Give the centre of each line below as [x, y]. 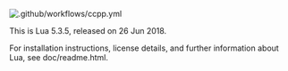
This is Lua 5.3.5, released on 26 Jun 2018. [88, 31]
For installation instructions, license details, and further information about [144, 48]
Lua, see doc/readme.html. [59, 57]
